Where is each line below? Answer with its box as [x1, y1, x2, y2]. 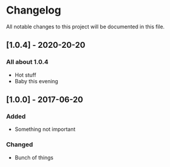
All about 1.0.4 [6, 58, 48, 66]
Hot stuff [14, 71, 37, 78]
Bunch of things [14, 154, 54, 161]
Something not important [14, 126, 76, 133]
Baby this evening [14, 77, 58, 84]
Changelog [6, 4, 61, 17]
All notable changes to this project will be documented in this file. [6, 23, 165, 30]
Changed [6, 140, 34, 149]
